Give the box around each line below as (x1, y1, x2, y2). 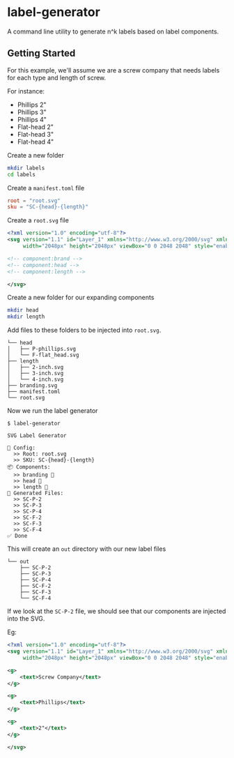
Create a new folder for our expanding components (7, 294, 155, 302)
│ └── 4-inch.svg (7, 376, 64, 384)
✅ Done (7, 533, 28, 540)
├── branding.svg (7, 382, 58, 389)
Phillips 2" (17, 100, 47, 109)
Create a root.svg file (7, 216, 70, 225)
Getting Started (7, 47, 76, 59)
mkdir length (7, 313, 45, 321)
